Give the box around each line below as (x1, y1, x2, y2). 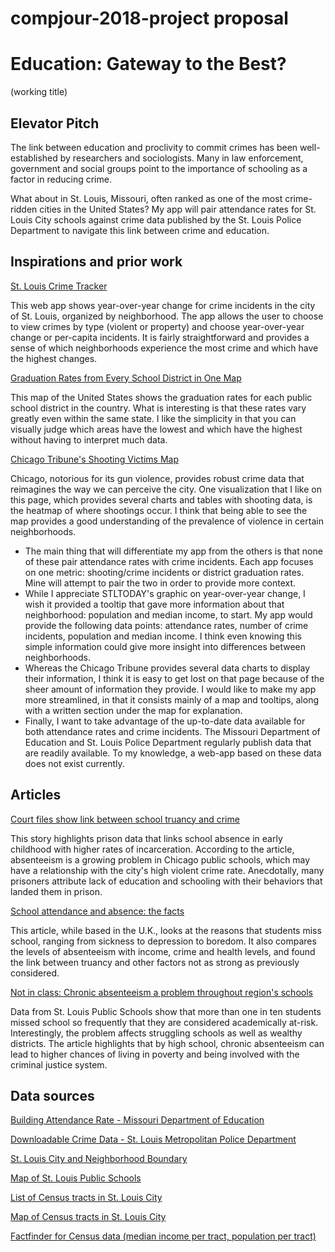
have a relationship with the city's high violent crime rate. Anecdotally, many (10, 864, 325, 876)
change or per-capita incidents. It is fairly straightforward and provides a (10, 331, 310, 343)
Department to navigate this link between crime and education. (10, 224, 270, 236)
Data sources (10, 1087, 95, 1104)
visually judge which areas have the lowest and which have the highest (10, 423, 303, 435)
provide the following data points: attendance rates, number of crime (24, 619, 309, 631)
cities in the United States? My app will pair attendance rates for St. (39, 203, 317, 215)
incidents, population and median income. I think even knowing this (24, 630, 302, 642)
